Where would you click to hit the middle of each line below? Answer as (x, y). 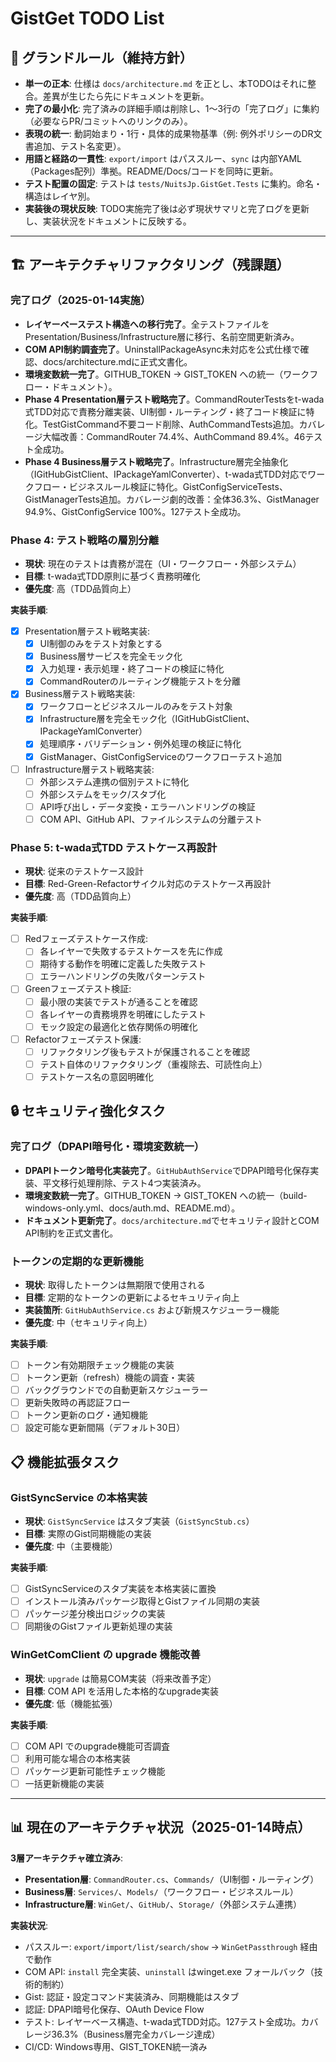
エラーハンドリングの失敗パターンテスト (123, 976)
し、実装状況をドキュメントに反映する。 (108, 221)
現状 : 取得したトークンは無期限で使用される (115, 1284)
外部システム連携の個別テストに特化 (114, 781)
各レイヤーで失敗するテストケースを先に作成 (131, 951)
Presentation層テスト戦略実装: (87, 631)
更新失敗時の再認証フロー (77, 1403)
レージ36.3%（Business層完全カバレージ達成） (122, 2034)
